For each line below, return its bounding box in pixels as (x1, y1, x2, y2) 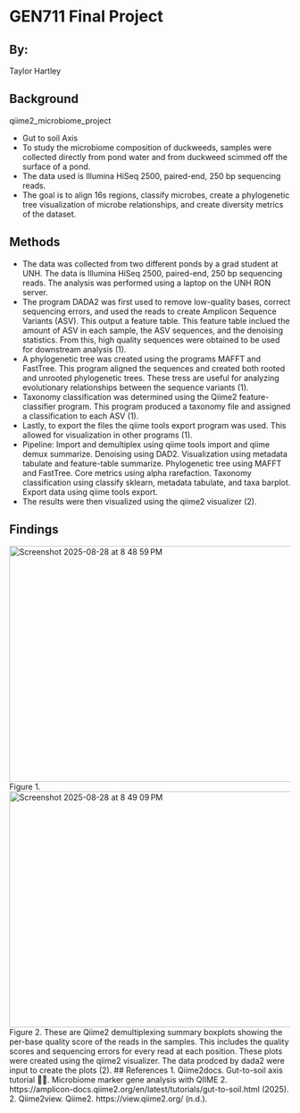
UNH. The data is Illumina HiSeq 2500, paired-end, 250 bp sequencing (21, 268, 283, 278)
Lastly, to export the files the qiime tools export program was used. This (21, 420, 287, 430)
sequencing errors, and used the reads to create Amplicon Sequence (21, 306, 277, 317)
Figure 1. (9, 781, 41, 793)
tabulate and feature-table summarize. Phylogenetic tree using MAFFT (21, 458, 282, 469)
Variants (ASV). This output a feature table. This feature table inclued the (21, 315, 290, 326)
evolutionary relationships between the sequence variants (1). (21, 382, 249, 393)
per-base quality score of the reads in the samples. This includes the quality (9, 1036, 289, 1048)
